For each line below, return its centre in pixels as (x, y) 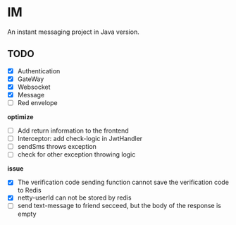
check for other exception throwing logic (76, 154)
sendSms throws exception (57, 147)
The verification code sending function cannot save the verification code (123, 182)
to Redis (29, 190)
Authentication (39, 71)
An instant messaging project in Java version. (73, 32)
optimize (20, 117)
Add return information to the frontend (73, 130)
